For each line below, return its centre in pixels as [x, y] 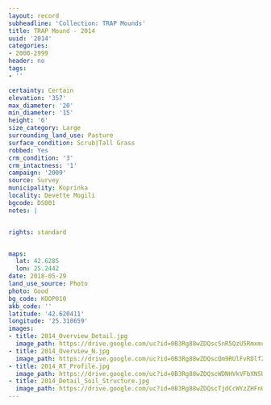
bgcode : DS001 [32, 202]
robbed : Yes [28, 150]
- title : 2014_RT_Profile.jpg [59, 366]
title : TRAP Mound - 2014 [52, 31]
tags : [17, 69]
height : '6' [28, 121]
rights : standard [38, 232]
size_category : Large [45, 128]
